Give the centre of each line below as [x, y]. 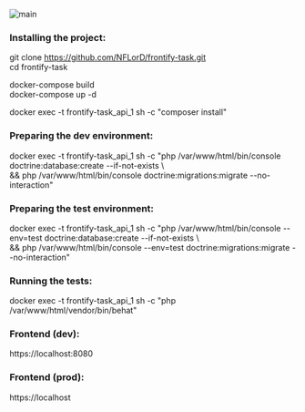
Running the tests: [51, 281]
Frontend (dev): [45, 335]
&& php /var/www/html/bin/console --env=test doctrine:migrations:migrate [150, 247]
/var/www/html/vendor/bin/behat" [73, 311]
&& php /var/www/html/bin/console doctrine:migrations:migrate [129, 175]
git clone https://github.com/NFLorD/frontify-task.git [108, 57]
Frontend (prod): [47, 377]
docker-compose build [52, 85]
